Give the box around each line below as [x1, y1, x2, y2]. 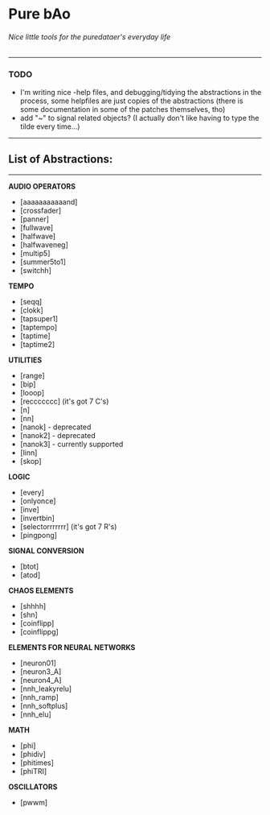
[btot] [19, 561, 39, 571]
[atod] [19, 569, 41, 580]
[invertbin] [19, 513, 55, 523]
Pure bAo [8, 5, 71, 23]
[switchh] [19, 265, 52, 275]
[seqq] [19, 296, 43, 306]
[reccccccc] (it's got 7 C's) [19, 396, 109, 406]
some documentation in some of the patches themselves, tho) [19, 104, 226, 114]
